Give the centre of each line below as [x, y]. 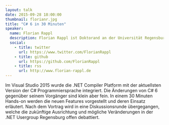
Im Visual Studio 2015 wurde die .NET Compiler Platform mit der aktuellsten [83, 85]
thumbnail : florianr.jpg [31, 19]
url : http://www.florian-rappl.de [55, 71]
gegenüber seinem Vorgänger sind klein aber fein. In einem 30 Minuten [79, 96]
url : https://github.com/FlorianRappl [59, 61]
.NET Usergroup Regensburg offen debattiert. [52, 117]
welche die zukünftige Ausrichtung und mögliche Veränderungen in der [79, 112]
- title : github [31, 57]
